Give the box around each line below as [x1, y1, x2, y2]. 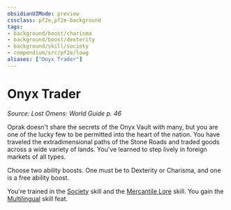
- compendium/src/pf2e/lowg [7, 50, 89, 57]
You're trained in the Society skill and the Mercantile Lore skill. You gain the [7, 187, 224, 195]
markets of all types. [7, 152, 66, 161]
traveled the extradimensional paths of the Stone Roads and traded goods [7, 137, 220, 146]
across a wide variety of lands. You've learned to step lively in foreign [7, 145, 207, 153]
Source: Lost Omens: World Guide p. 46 [7, 109, 122, 118]
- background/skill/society [7, 43, 89, 50]
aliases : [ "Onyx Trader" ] [7, 56, 82, 63]
